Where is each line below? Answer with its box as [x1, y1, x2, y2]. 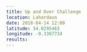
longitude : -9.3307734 [6, 31, 63, 37]
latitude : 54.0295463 [6, 25, 60, 32]
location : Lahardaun [6, 14, 58, 20]
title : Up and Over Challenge [6, 8, 82, 15]
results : [6, 36, 28, 42]
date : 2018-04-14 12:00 [6, 20, 66, 26]
